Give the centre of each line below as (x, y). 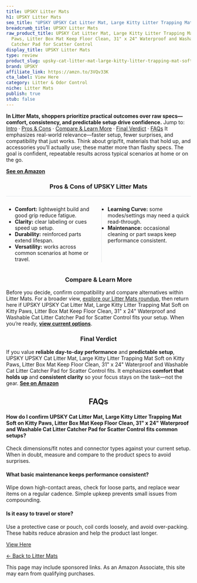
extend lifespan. (34, 240)
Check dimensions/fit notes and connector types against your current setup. (98, 449)
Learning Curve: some (135, 209)
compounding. (24, 500)
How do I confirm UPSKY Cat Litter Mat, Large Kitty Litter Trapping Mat (94, 416)
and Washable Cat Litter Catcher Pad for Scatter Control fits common (92, 429)
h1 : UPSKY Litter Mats (34, 17)
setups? (16, 435)
